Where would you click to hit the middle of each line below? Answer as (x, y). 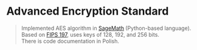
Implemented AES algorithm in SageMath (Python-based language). (106, 28)
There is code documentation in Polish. (70, 41)
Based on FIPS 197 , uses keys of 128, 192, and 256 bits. (90, 34)
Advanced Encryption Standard (88, 11)
